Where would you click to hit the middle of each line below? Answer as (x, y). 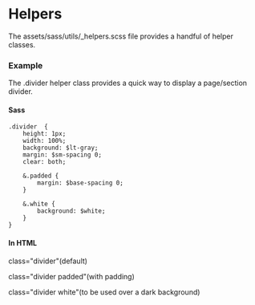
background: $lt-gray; (61, 148)
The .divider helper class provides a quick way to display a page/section (127, 83)
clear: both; (45, 162)
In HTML (23, 243)
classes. (22, 44)
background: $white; (71, 211)
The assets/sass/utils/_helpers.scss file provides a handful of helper (121, 36)
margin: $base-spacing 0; (81, 183)
